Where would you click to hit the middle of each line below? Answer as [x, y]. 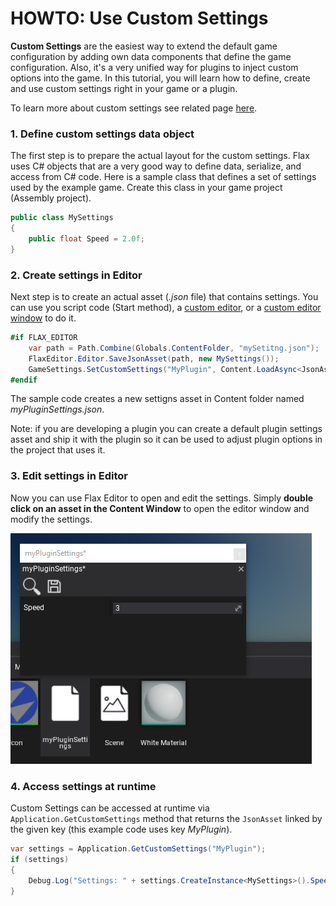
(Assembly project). [51, 198]
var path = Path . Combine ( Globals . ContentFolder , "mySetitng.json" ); [174, 348]
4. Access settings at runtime [83, 786]
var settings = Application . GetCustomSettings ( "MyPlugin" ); [138, 849]
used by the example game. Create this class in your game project [146, 188]
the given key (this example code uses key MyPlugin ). [121, 829]
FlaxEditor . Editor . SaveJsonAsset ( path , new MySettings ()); [154, 358]
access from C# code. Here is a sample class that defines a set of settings [163, 177]
